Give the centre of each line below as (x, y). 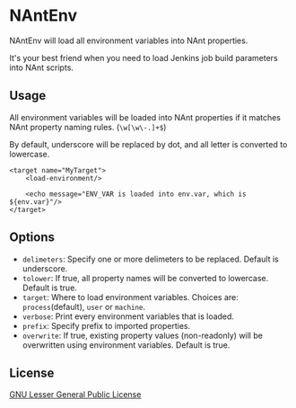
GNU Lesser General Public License (75, 395)
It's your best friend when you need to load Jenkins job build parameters (144, 58)
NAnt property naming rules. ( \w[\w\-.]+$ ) (88, 127)
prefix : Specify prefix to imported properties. (106, 325)
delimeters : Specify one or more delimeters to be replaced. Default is (151, 259)
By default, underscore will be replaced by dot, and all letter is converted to (148, 144)
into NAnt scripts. (42, 67)
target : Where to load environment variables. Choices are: (131, 297)
